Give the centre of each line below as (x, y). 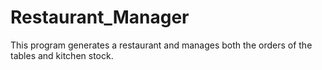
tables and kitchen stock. (62, 55)
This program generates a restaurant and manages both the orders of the (161, 45)
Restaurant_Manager (100, 17)
